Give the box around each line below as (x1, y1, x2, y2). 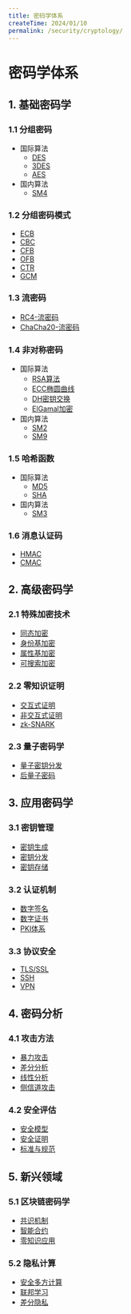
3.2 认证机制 (8, 884, 57, 895)
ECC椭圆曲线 (31, 384, 75, 393)
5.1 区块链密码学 (8, 1195, 70, 1207)
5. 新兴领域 (8, 1170, 62, 1183)
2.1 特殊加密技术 (8, 609, 70, 620)
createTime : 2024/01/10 (8, 19, 88, 27)
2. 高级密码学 (8, 582, 73, 597)
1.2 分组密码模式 (8, 210, 71, 221)
